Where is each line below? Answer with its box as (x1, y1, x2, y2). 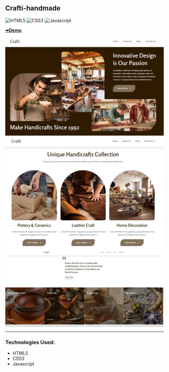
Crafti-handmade (5, 4, 61, 13)
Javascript (12, 361, 35, 367)
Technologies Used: (5, 339, 55, 346)
